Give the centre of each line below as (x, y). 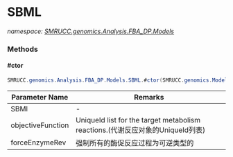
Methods (23, 49)
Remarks (149, 97)
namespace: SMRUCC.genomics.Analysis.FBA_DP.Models (91, 31)
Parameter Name (40, 97)
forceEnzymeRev (38, 142)
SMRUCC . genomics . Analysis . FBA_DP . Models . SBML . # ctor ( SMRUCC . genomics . (110, 80)
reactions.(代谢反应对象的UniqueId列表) (140, 130)
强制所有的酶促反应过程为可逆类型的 (135, 142)
